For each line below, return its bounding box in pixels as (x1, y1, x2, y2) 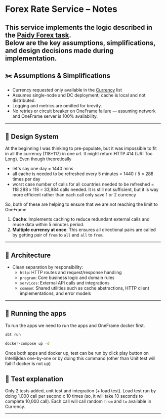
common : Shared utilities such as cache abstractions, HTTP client (19, 285, 149, 291)
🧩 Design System (5, 132, 59, 140)
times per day (12, 176, 41, 182)
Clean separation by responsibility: (12, 264, 83, 270)
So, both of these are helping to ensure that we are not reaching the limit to (5, 201, 158, 207)
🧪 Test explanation (5, 374, 64, 383)
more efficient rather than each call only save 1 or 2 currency (12, 192, 136, 198)
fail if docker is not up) (5, 360, 51, 367)
